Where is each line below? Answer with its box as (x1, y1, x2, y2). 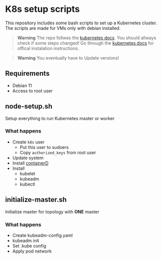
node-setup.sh (5, 102, 53, 111)
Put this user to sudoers (19, 144, 69, 150)
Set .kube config (12, 243, 46, 249)
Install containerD (12, 160, 49, 166)
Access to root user (12, 88, 53, 94)
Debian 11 (12, 82, 32, 88)
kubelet (19, 170, 36, 177)
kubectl (19, 181, 36, 187)
